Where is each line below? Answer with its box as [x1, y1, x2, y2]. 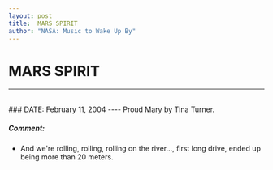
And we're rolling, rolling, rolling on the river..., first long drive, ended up [19, 143, 262, 154]
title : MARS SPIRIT [8, 19, 79, 28]
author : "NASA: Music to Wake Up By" [8, 27, 136, 35]
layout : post [8, 11, 53, 20]
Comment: [8, 123, 45, 133]
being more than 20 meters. [19, 152, 114, 162]
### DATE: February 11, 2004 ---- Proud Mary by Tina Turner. [8, 104, 215, 114]
